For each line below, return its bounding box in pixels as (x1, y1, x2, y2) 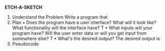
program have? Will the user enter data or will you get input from (12, 30, 147, 36)
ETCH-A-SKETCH (5, 5, 43, 10)
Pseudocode (12, 41, 39, 47)
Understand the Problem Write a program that (12, 14, 108, 20)
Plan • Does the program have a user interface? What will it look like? (12, 20, 156, 25)
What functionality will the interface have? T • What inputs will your (12, 25, 153, 31)
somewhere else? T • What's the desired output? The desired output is (12, 35, 160, 41)
